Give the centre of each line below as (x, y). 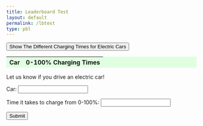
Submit (17, 116)
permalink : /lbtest (31, 23)
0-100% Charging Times (63, 62)
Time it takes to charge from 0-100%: (53, 102)
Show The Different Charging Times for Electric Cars (68, 47)
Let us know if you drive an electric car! (55, 77)
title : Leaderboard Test (37, 12)
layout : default (27, 18)
